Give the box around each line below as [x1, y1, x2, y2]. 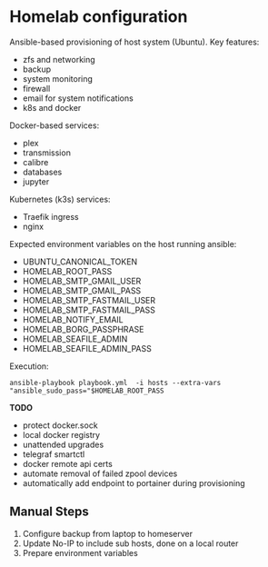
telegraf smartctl [22, 448, 85, 460]
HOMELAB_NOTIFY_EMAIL [22, 313, 124, 324]
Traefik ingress [22, 211, 79, 222]
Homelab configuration [9, 6, 188, 27]
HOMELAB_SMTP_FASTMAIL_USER [22, 294, 156, 305]
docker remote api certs [22, 458, 114, 469]
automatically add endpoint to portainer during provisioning [22, 477, 245, 488]
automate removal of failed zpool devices [22, 468, 178, 479]
